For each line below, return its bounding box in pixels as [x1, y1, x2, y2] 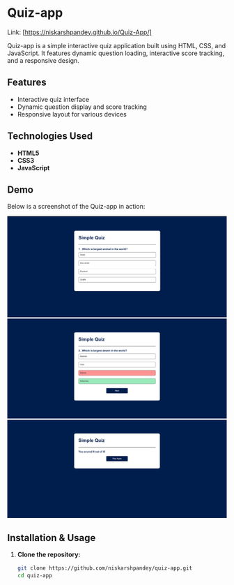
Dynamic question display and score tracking [17, 103, 148, 111]
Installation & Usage [7, 532, 96, 544]
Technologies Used [7, 131, 93, 142]
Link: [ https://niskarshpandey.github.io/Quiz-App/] [7, 28, 152, 36]
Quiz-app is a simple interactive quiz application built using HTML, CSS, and [7, 41, 226, 50]
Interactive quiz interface [17, 95, 89, 103]
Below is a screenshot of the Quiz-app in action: [7, 202, 146, 211]
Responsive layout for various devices [17, 110, 127, 118]
